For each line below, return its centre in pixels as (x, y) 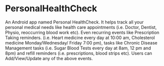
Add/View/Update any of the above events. (49, 58)
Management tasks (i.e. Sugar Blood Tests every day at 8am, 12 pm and (78, 48)
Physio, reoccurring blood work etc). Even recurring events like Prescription (82, 32)
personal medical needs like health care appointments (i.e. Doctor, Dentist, (81, 27)
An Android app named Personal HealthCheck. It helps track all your (75, 22)
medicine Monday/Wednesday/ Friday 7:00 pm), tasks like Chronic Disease (81, 43)
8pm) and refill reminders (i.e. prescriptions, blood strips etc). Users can (79, 53)
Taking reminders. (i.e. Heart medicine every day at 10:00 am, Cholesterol (80, 38)
